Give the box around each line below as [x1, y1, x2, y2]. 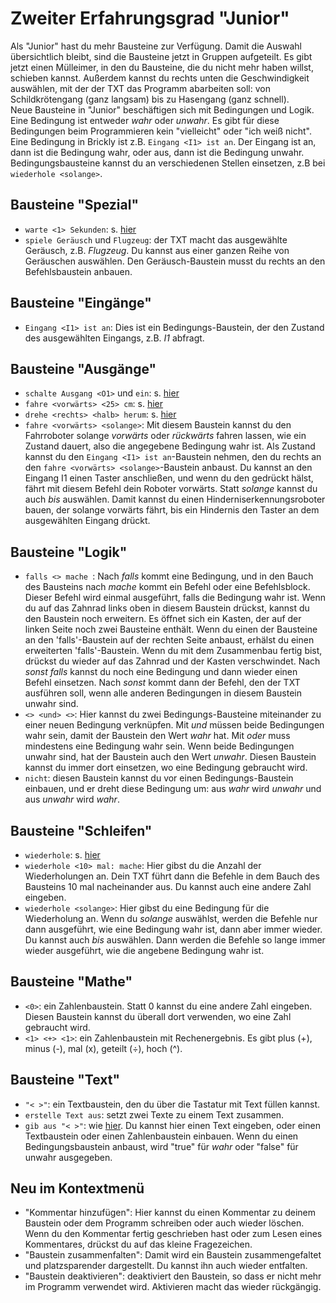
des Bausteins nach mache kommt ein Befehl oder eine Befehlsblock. [24, 581, 311, 593]
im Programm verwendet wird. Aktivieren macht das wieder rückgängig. [24, 1281, 322, 1293]
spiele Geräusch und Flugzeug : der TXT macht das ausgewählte [24, 233, 288, 246]
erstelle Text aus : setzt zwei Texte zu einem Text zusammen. [24, 1108, 285, 1121]
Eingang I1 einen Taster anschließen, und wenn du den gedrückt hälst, [24, 472, 314, 484]
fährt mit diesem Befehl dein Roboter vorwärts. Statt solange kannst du [24, 483, 318, 495]
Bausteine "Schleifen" [10, 822, 153, 839]
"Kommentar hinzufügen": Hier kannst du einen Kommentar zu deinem [24, 1207, 317, 1219]
